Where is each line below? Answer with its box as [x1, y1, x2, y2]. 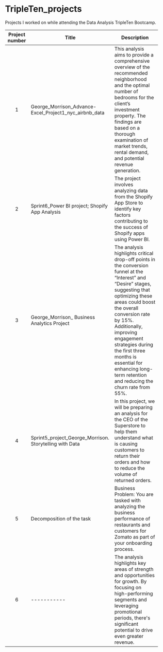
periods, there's [114, 615, 150, 621]
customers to [114, 447, 145, 453]
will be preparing [114, 404, 153, 410]
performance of [114, 515, 150, 522]
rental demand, [114, 149, 149, 155]
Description [121, 34, 149, 41]
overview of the [114, 63, 150, 70]
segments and [114, 596, 147, 603]
